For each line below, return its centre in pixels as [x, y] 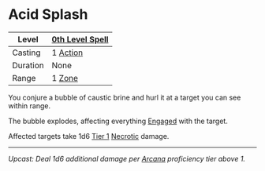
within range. [30, 106]
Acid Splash [48, 15]
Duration [28, 65]
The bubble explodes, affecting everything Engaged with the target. [118, 121]
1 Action [67, 53]
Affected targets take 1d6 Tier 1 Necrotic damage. [89, 136]
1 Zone [65, 78]
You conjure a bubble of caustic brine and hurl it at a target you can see [125, 97]
